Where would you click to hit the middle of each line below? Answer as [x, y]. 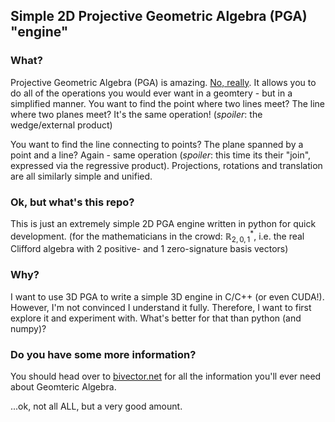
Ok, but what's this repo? [72, 202]
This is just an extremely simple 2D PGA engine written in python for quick [163, 223]
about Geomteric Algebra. [63, 387]
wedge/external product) [61, 125]
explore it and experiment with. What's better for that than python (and [156, 318]
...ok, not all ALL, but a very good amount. [96, 406]
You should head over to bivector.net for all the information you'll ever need [166, 376]
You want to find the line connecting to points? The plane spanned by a [157, 144]
